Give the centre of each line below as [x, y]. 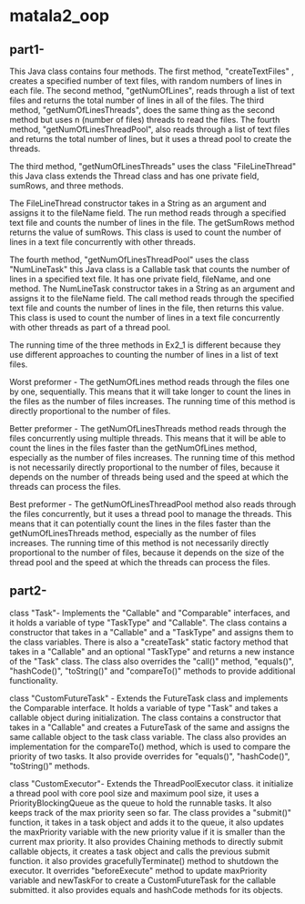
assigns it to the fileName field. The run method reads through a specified [148, 213]
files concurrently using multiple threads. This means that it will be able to [148, 438]
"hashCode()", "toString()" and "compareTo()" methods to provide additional [152, 671]
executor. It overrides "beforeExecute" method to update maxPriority [138, 870]
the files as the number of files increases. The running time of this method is [152, 401]
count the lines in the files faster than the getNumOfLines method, [133, 448]
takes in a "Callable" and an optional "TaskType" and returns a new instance [152, 651]
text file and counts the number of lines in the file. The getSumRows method [152, 223]
